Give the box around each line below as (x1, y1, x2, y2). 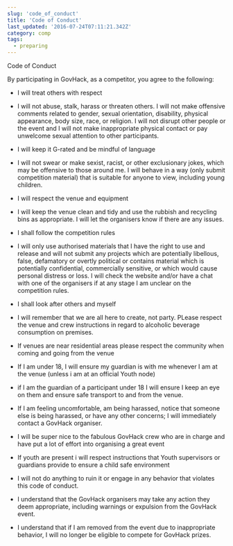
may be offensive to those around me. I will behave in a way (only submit (17, 166, 225, 174)
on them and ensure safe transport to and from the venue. (17, 391, 184, 399)
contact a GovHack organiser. (17, 419, 103, 427)
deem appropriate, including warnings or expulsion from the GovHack (17, 502, 217, 511)
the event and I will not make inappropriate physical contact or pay (17, 125, 208, 132)
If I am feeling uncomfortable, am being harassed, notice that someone (17, 404, 221, 412)
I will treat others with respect (17, 88, 103, 97)
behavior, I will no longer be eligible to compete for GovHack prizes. (17, 531, 212, 539)
